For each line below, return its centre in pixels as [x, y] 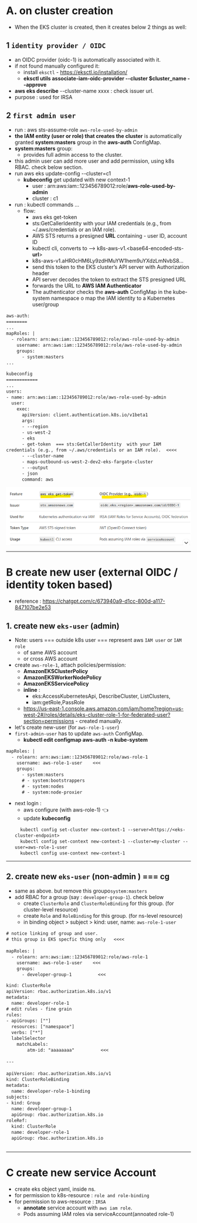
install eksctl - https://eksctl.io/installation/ [75, 72]
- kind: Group [23, 1103]
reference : [28, 601]
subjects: [18, 1097]
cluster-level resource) [51, 909]
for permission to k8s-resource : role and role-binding [82, 1195]
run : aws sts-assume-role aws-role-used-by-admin [76, 130]
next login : [28, 803]
